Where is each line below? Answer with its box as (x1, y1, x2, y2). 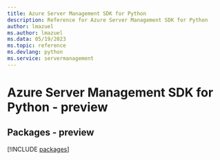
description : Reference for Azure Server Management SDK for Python (7, 17, 208, 23)
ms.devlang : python (7, 49, 63, 56)
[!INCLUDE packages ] (7, 145, 70, 153)
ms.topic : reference (7, 42, 67, 49)
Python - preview (7, 99, 108, 114)
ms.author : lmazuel (7, 29, 63, 37)
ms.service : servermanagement (7, 55, 94, 62)
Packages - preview (7, 127, 94, 139)
